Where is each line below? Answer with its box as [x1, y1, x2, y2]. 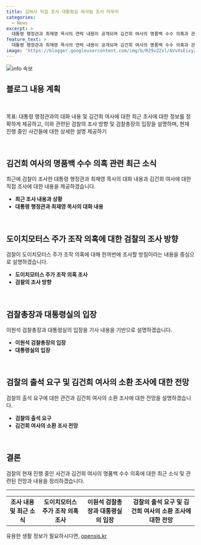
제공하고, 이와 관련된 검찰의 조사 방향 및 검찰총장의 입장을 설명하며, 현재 [22, 120, 190, 127]
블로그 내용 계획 [6, 84, 61, 95]
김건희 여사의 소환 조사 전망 [14, 422, 78, 429]
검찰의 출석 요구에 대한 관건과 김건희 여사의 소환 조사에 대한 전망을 [6, 394, 161, 401]
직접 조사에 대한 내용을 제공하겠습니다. [6, 183, 96, 190]
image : [6, 48, 23, 54]
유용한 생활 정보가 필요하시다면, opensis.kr [6, 532, 107, 539]
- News [11, 20, 28, 26]
